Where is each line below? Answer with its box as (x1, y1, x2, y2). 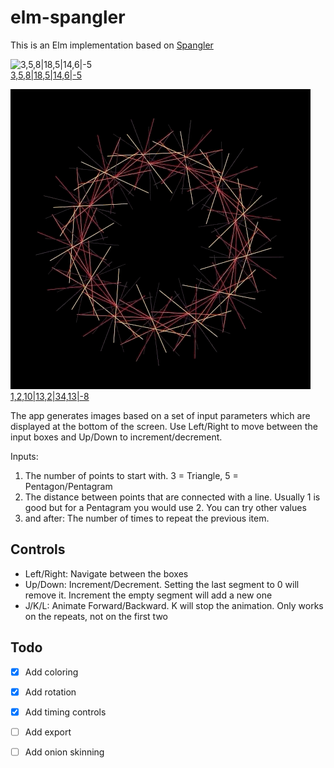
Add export (24, 726, 72, 738)
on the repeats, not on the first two (24, 610, 168, 622)
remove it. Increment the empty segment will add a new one (24, 589, 273, 601)
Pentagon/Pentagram (24, 480, 113, 492)
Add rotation (24, 686, 77, 698)
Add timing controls (24, 706, 107, 718)
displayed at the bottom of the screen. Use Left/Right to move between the (10, 420, 318, 432)
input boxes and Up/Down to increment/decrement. (10, 431, 223, 443)
